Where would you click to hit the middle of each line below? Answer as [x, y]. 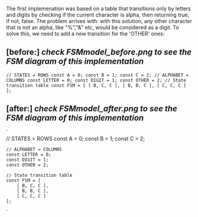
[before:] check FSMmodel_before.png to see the [99, 52]
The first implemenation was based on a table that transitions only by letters [98, 9]
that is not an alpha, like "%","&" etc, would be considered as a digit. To [92, 27]
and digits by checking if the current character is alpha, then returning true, [98, 15]
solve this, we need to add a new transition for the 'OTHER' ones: [85, 34]
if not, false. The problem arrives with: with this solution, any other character [99, 21]
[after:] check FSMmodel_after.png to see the [92, 109]
